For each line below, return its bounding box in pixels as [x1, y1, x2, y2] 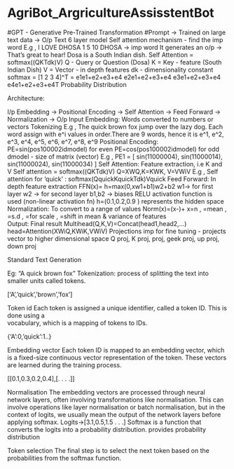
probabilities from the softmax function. [7, 454, 121, 462]
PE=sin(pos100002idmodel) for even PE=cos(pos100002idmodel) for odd [7, 145, 219, 153]
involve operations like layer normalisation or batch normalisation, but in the [7, 402, 226, 411]
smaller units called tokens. [7, 276, 86, 285]
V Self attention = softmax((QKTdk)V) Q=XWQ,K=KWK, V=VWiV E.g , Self [7, 167, 219, 176]
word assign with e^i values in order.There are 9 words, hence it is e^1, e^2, [7, 130, 224, 138]
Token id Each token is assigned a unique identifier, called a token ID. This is [7, 303, 228, 312]
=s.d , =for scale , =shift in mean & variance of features [7, 212, 167, 220]
